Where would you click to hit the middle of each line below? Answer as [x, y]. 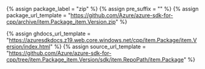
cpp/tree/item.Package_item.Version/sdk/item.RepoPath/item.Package [95, 60]
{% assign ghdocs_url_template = [49, 34]
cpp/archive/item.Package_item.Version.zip [61, 22]
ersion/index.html [28, 46]
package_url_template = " [39, 15]
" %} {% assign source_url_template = [98, 46]
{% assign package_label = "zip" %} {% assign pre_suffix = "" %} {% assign [102, 9]
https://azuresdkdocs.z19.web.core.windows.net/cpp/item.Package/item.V [103, 40]
